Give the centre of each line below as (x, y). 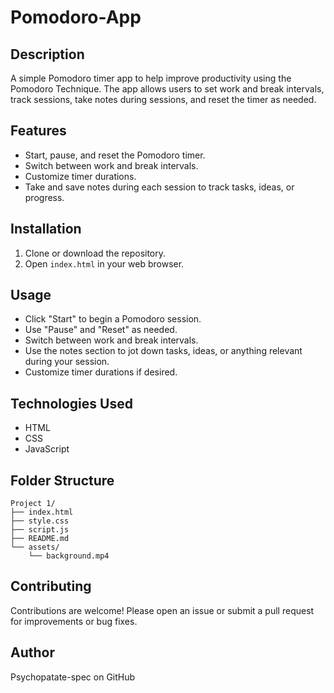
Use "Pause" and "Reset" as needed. (101, 330)
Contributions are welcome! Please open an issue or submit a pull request (162, 610)
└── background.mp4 (69, 556)
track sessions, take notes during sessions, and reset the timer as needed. (163, 99)
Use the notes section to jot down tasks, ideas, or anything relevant (163, 351)
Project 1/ (33, 504)
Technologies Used (71, 403)
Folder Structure (62, 480)
